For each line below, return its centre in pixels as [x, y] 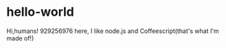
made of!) [20, 38]
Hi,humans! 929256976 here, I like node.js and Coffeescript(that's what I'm [113, 31]
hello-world [41, 12]
